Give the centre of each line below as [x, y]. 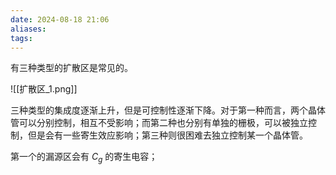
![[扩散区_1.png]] [44, 89]
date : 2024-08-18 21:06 [60, 19]
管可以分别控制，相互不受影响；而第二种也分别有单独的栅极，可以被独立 [159, 123]
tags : [21, 38]
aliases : [28, 29]
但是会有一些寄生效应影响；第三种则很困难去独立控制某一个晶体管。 [167, 135]
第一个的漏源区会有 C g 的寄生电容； [84, 158]
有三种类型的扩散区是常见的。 [71, 68]
